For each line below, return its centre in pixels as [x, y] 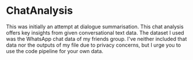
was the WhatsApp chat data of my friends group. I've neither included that [96, 39]
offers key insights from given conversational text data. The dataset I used [95, 32]
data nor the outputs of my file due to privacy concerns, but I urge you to [94, 45]
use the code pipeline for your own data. [55, 51]
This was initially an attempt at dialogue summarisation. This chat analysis [95, 27]
